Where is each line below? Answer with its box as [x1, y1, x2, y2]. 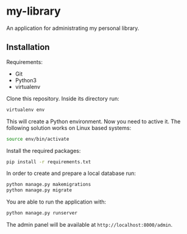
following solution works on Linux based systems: [6, 124, 132, 132]
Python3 [15, 76, 37, 83]
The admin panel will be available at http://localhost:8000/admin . [6, 221, 173, 228]
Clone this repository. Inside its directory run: [6, 94, 120, 102]
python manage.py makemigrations [6, 182, 91, 188]
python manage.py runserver [6, 210, 78, 216]
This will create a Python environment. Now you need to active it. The [6, 118, 181, 125]
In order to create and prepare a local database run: [6, 169, 136, 177]
